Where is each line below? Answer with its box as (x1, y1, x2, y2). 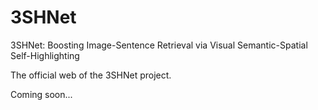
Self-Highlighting (10, 49, 80, 61)
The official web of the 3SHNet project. (10, 69, 172, 81)
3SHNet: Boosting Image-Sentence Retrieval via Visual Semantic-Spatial (10, 39, 308, 51)
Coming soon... (10, 88, 73, 100)
